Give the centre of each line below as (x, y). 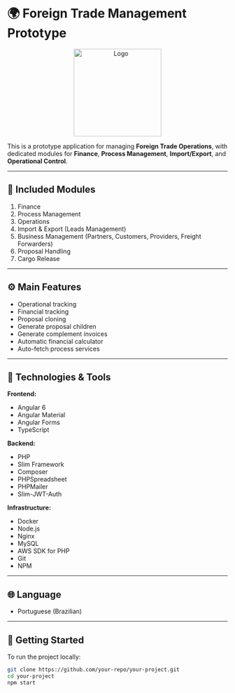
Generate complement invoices (62, 334)
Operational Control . (37, 161)
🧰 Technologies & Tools (59, 377)
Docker (28, 521)
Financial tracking (43, 311)
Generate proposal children (57, 326)
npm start (22, 682)
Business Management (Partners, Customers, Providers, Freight (109, 236)
